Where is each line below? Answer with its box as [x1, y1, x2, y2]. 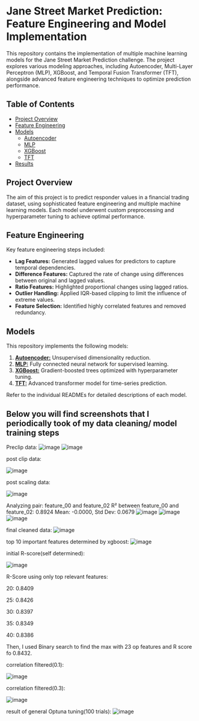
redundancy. [14, 309, 46, 316]
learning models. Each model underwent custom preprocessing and [6, 206, 174, 213]
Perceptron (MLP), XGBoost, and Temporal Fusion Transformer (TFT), [6, 69, 179, 76]
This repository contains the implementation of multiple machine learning [6, 49, 188, 57]
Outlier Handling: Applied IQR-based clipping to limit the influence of [14, 290, 187, 297]
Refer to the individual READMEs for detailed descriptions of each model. [6, 392, 188, 399]
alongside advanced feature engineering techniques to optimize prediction [6, 75, 191, 83]
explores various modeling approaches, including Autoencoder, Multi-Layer [6, 62, 194, 70]
